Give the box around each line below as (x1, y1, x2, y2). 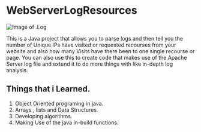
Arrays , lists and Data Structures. (14, 106, 98, 113)
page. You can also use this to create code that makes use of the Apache (6, 54, 187, 61)
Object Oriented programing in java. (14, 100, 104, 107)
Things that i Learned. (6, 84, 91, 94)
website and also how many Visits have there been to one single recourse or (6, 47, 195, 54)
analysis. (6, 66, 28, 73)
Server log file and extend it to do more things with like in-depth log (6, 60, 173, 67)
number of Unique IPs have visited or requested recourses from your (6, 41, 176, 48)
